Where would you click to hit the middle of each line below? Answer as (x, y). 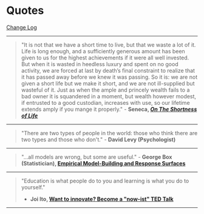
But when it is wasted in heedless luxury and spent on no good (100, 64)
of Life (29, 115)
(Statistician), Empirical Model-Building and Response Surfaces (103, 163)
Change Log (22, 27)
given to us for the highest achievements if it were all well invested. (105, 58)
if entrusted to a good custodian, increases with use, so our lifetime (105, 102)
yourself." (33, 187)
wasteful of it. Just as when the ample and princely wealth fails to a (105, 90)
